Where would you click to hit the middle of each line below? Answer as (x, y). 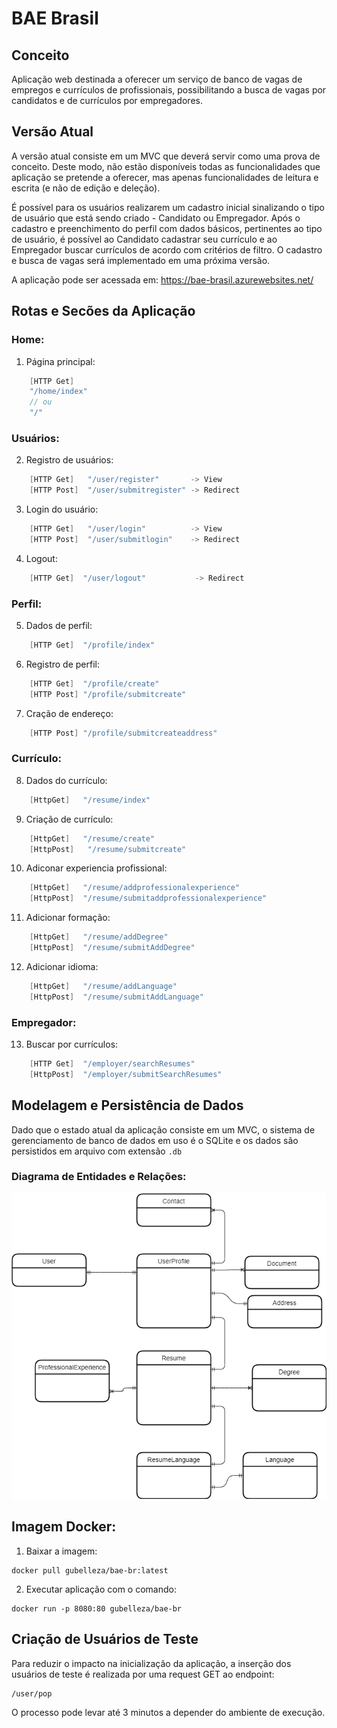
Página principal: (60, 361)
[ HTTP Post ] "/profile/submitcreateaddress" (123, 733)
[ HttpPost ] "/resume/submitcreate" (108, 849)
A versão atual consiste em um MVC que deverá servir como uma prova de (166, 156)
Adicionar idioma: (62, 966)
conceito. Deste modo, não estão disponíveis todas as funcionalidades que (166, 166)
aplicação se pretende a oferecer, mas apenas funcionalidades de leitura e (165, 177)
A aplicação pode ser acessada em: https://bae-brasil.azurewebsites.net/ (162, 279)
